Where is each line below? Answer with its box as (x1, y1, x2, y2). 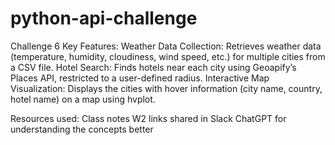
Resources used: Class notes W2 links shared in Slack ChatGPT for (10, 112, 287, 124)
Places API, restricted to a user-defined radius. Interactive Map (10, 72, 270, 84)
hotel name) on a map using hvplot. (10, 93, 156, 105)
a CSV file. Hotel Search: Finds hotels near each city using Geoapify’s (10, 61, 297, 73)
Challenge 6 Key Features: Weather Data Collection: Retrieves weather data (10, 40, 322, 52)
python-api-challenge (10, 7, 198, 30)
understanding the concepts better (10, 123, 154, 135)
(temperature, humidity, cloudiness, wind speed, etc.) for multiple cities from (10, 50, 326, 62)
